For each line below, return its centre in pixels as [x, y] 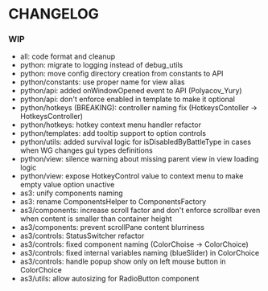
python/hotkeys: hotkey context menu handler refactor [110, 125]
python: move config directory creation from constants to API [122, 74]
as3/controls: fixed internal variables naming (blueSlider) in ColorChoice [140, 253]
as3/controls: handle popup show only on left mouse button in [123, 261]
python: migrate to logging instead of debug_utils [101, 65]
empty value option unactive [67, 185]
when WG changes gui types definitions [86, 150]
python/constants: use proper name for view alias [102, 82]
